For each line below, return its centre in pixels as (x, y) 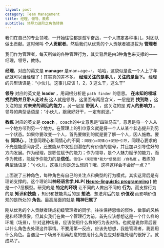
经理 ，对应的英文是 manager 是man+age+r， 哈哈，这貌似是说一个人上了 (79, 71)
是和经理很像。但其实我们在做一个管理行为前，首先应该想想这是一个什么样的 (82, 216)
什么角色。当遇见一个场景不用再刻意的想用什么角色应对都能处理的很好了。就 (82, 235)
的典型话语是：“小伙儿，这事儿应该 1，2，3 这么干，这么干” (65, 83)
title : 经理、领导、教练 (27, 19)
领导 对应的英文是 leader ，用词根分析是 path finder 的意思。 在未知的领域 (81, 93)
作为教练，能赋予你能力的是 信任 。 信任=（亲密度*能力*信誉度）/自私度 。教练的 (80, 159)
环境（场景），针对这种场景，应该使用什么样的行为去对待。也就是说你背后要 (81, 223)
